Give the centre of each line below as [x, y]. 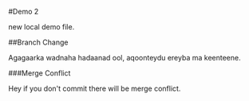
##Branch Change [38, 42]
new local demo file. [41, 27]
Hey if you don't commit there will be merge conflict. [95, 88]
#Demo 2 [24, 12]
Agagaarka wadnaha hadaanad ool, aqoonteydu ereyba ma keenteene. [125, 58]
